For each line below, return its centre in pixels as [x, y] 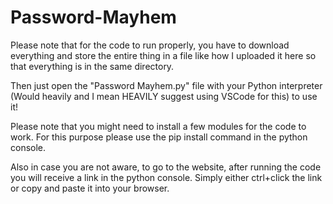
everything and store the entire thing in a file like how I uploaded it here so [163, 55]
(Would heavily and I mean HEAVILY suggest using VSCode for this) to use [164, 96]
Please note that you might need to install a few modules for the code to [158, 126]
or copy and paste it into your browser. [90, 188]
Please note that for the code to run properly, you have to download [150, 45]
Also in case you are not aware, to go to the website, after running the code [166, 167]
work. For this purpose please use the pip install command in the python [159, 137]
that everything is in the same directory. [92, 66]
